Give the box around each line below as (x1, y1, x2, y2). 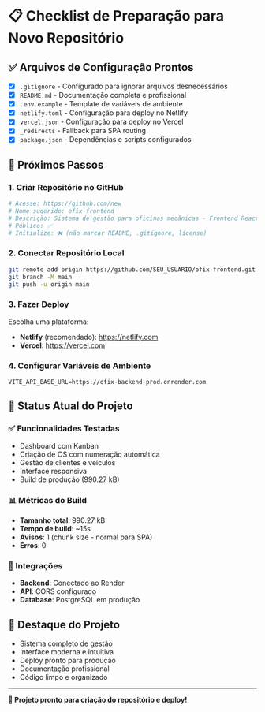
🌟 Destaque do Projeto (8, 617, 121, 632)
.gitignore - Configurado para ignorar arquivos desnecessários (19, 81, 229, 91)
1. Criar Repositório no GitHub (8, 181, 124, 192)
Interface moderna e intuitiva (19, 647, 114, 657)
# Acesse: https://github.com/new (8, 199, 122, 208)
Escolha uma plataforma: (8, 317, 89, 326)
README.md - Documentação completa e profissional (19, 91, 187, 100)
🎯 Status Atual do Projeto (8, 400, 133, 413)
